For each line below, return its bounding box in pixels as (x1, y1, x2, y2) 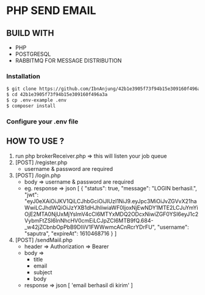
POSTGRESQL (15, 50, 51, 58)
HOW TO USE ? (6, 136, 65, 147)
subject (33, 268, 52, 276)
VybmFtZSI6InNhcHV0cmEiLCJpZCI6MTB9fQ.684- (24, 217, 154, 224)
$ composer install (6, 103, 56, 109)
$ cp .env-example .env (6, 97, 67, 103)
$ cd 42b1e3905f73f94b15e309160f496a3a (6, 92, 108, 98)
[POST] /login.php (15, 172, 61, 179)
